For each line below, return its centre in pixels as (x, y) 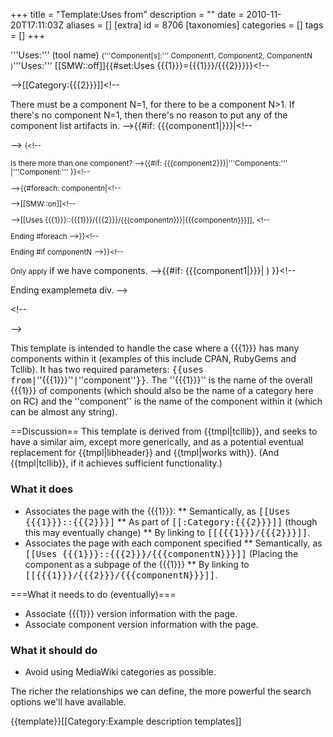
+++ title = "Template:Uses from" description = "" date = (127, 14)
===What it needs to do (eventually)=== (93, 594)
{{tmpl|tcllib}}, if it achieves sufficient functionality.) (116, 463)
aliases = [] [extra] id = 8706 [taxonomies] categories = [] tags (195, 25)
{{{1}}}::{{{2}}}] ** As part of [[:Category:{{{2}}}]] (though (171, 521)
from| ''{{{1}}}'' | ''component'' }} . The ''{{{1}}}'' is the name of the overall (161, 380)
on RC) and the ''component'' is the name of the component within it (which (166, 401)
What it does (42, 489)
